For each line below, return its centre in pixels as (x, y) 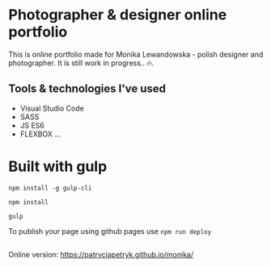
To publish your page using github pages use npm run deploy (110, 231)
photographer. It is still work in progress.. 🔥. (81, 63)
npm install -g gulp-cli (50, 188)
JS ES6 (32, 125)
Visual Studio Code (52, 108)
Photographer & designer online (118, 15)
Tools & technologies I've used (87, 89)
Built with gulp (58, 166)
